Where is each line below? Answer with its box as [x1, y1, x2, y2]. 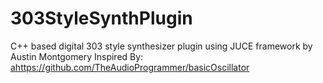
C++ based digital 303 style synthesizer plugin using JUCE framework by [10, 40, 313, 52]
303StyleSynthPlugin [10, 7, 193, 30]
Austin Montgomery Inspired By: [10, 50, 144, 62]
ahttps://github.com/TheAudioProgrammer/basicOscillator [10, 61, 250, 73]
